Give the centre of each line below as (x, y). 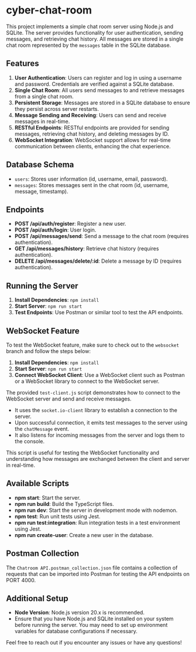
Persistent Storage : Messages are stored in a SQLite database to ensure (102, 103)
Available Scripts (37, 483)
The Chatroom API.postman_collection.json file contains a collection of (92, 568)
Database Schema (40, 165)
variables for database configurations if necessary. (76, 631)
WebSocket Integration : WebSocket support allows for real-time (92, 140)
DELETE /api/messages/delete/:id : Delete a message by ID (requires (98, 261)
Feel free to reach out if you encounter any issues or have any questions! (94, 643)
